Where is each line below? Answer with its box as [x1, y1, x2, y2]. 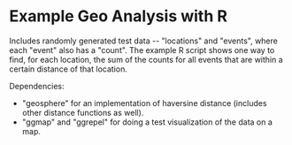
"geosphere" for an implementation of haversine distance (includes [21, 97, 267, 108]
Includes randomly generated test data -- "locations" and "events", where [9, 35, 279, 46]
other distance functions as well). [21, 107, 144, 118]
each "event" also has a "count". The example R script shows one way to [9, 44, 275, 55]
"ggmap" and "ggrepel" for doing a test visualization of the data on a [21, 117, 273, 127]
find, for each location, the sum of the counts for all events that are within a [9, 54, 283, 65]
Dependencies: [9, 80, 65, 91]
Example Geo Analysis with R [9, 6, 228, 27]
